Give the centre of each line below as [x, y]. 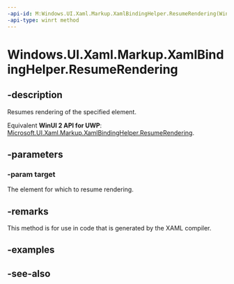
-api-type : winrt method [43, 20]
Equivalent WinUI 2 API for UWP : [55, 125]
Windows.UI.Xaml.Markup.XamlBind [116, 55]
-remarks [28, 211]
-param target [31, 174]
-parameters [35, 154]
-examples [31, 250]
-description [35, 95]
